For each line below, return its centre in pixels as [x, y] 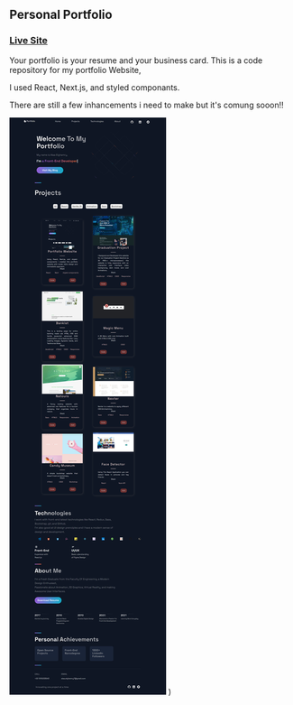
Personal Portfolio [61, 15]
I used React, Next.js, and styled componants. [95, 87]
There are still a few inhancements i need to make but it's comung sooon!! [146, 105]
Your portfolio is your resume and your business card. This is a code [136, 60]
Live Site [28, 41]
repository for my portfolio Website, [75, 70]
